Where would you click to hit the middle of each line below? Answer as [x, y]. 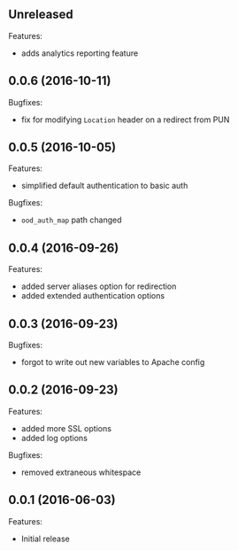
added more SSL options [66, 428]
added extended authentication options [93, 296]
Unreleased [41, 15]
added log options [54, 438]
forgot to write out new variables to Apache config [113, 362]
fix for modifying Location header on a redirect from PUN [125, 120]
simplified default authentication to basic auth [104, 186]
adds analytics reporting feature [80, 53]
